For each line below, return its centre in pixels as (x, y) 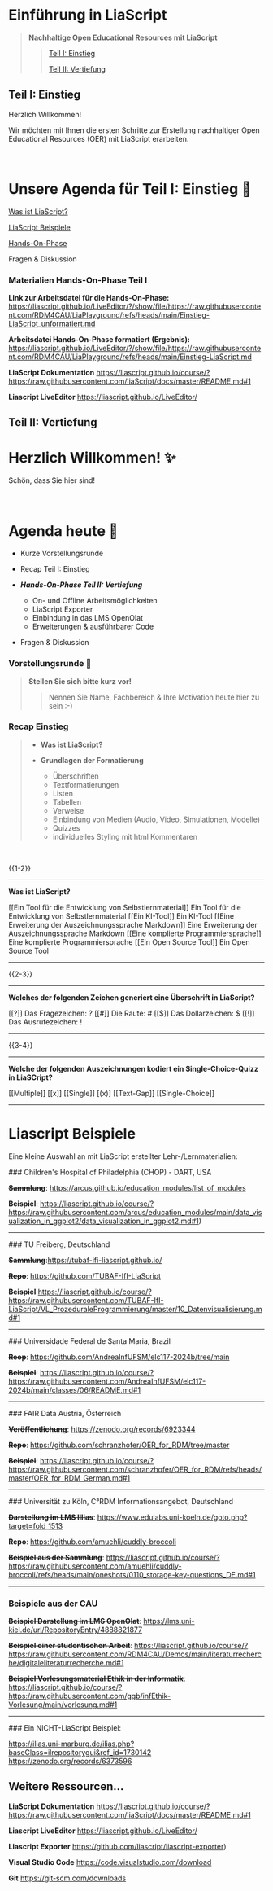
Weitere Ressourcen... (66, 1786)
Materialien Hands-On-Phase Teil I (78, 280)
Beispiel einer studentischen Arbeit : (70, 1646)
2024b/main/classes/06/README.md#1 (75, 1389)
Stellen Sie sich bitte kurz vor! (80, 681)
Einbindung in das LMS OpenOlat (88, 618)
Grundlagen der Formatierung (92, 760)
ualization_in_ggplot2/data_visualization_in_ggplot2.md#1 (104, 1221)
